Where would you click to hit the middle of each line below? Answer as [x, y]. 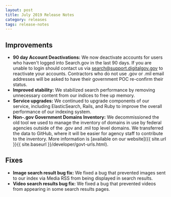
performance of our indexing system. [52, 112]
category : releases [26, 19]
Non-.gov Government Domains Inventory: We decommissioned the [86, 117]
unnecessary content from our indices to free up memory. [74, 96]
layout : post [19, 10]
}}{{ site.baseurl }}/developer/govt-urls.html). [60, 144]
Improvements [29, 45]
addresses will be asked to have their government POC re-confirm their [88, 79]
